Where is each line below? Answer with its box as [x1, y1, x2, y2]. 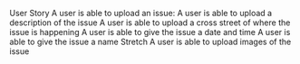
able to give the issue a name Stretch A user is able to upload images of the [9, 36, 292, 47]
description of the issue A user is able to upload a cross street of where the [9, 17, 291, 28]
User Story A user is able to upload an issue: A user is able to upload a [9, 8, 273, 18]
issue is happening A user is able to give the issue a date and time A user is [9, 27, 291, 37]
